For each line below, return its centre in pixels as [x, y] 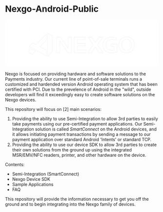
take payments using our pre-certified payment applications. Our [77, 124]
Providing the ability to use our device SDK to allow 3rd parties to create [84, 145]
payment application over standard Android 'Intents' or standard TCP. [82, 140]
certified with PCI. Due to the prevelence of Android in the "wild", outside [78, 89]
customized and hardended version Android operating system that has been [81, 85]
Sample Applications [33, 185]
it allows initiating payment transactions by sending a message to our [81, 134]
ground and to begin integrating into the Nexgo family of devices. [70, 204]
